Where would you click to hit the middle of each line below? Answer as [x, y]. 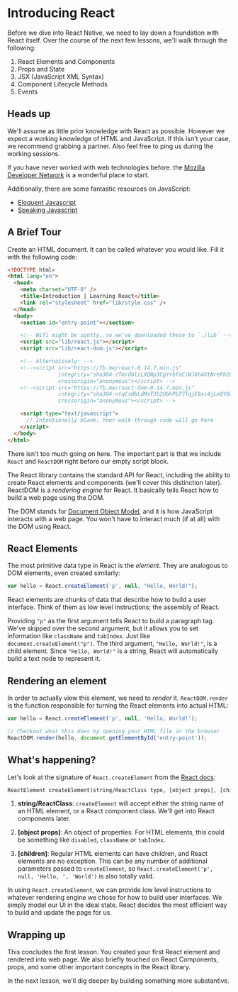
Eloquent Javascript [47, 202]
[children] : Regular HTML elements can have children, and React [112, 854]
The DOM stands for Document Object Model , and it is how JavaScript [110, 511]
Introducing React [61, 13]
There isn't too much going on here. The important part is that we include [114, 453]
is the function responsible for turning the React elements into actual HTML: [118, 706]
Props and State [41, 69]
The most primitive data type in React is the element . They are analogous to [118, 566]
